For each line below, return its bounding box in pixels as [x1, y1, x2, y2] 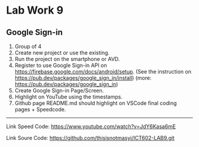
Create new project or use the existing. [14, 49, 110, 56]
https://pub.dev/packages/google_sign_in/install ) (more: [14, 75, 152, 81]
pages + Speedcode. [14, 106, 66, 113]
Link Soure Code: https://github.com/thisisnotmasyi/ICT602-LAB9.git [6, 135, 175, 141]
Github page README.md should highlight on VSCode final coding [14, 100, 177, 107]
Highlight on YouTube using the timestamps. [14, 93, 123, 100]
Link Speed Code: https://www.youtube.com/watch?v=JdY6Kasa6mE [6, 123, 176, 130]
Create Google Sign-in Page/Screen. [14, 87, 104, 94]
